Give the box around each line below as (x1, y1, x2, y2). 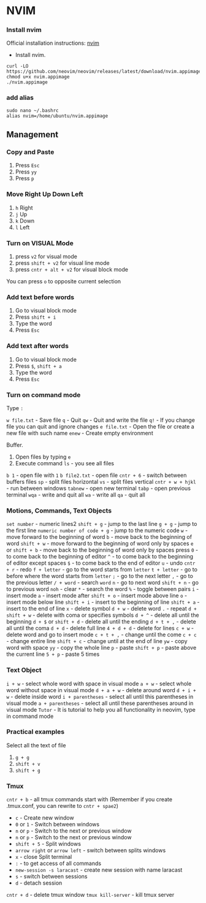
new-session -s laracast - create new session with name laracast (15, 866, 183, 874)
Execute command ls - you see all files (15, 459, 115, 467)
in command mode (6, 712, 54, 720)
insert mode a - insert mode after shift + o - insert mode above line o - (6, 592, 188, 600)
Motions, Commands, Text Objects (6, 506, 112, 515)
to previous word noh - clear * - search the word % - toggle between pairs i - (6, 585, 199, 593)
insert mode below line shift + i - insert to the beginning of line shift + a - (6, 598, 200, 606)
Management (6, 129, 59, 140)
